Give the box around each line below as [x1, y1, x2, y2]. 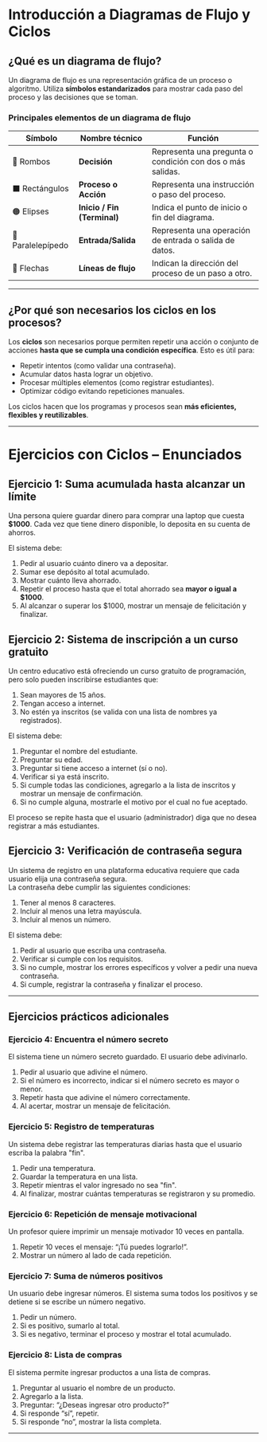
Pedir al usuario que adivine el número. [19, 1067, 149, 1077]
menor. [19, 1084, 44, 1094]
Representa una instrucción [151, 179, 254, 191]
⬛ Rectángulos [12, 183, 69, 194]
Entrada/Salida [78, 235, 137, 246]
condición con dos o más [151, 156, 246, 167]
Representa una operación [151, 225, 250, 236]
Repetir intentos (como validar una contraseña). [19, 361, 176, 371]
